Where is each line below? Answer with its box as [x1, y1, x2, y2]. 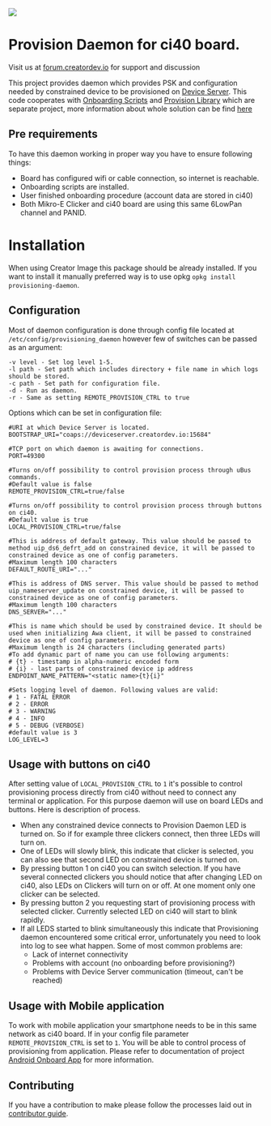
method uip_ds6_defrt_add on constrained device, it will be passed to [8, 544, 255, 552]
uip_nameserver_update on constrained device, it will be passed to [8, 586, 244, 595]
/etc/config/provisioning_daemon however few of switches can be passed [8, 333, 257, 344]
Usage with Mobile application [8, 999, 165, 1013]
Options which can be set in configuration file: [8, 408, 163, 417]
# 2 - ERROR [8, 700, 49, 709]
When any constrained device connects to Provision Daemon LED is [19, 820, 247, 830]
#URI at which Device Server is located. [8, 423, 150, 431]
